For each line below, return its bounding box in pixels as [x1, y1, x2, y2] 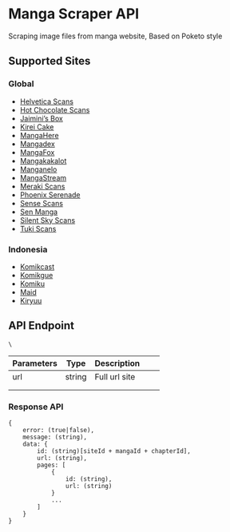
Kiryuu [19, 296, 42, 305]
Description [94, 357, 141, 368]
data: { [22, 440, 48, 448]
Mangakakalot [19, 156, 67, 165]
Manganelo [19, 165, 57, 174]
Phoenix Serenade [19, 189, 81, 200]
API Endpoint [8, 319, 74, 332]
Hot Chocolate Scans [19, 105, 90, 114]
